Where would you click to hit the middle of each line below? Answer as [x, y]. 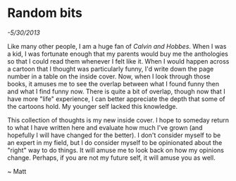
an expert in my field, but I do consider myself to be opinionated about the [115, 142]
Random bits [45, 13]
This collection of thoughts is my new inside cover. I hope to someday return [118, 120]
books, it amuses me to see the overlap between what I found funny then [113, 83]
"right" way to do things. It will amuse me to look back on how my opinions [116, 150]
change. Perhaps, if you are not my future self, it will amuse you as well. [112, 158]
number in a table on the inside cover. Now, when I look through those [109, 76]
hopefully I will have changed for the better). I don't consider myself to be [114, 135]
